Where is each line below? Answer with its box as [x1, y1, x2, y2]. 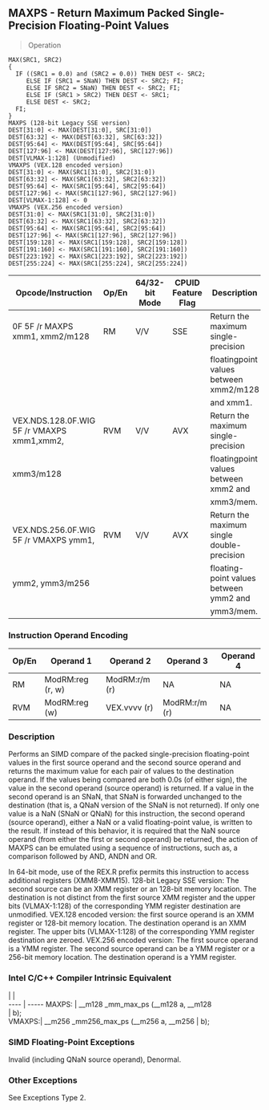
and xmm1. [210, 396, 253, 408]
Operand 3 [167, 656, 208, 667]
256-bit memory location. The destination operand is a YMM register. [8, 953, 237, 962]
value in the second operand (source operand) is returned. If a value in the [8, 783, 255, 793]
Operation [27, 40, 62, 50]
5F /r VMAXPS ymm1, [12, 534, 95, 545]
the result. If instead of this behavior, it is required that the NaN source [8, 826, 240, 836]
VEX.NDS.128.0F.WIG [12, 415, 96, 426]
